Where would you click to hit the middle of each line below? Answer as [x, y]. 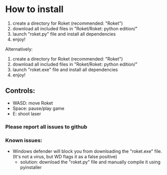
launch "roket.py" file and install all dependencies [64, 34]
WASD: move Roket [33, 103]
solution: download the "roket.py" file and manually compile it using [90, 162]
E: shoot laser [27, 113]
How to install [35, 9]
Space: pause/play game [38, 108]
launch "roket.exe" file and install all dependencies [65, 70]
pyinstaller [31, 167]
